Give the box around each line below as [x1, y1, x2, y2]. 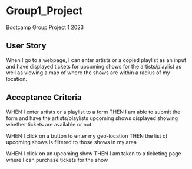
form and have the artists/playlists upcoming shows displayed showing [6, 114, 178, 122]
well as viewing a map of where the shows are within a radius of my [6, 69, 170, 76]
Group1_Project [6, 4, 82, 18]
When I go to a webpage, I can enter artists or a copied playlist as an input [6, 56, 187, 63]
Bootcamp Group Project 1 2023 [6, 24, 84, 31]
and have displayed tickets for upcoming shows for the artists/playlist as [6, 63, 181, 70]
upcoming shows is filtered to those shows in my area [6, 138, 137, 145]
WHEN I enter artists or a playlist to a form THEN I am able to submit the [6, 108, 181, 115]
